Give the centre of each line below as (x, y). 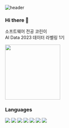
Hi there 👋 (17, 20)
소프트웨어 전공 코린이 (26, 31)
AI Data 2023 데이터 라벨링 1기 (35, 38)
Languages (19, 110)
